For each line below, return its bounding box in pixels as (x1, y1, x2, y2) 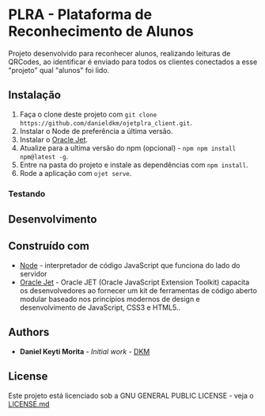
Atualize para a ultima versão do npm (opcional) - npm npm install (19, 143, 237, 152)
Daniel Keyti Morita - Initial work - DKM (19, 346, 150, 356)
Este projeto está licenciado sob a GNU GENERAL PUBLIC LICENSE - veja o (8, 391, 255, 400)
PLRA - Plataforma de (8, 6, 153, 24)
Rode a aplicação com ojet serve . (19, 168, 132, 177)
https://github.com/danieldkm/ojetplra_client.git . (19, 117, 192, 128)
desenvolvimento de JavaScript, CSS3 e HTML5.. (19, 303, 181, 312)
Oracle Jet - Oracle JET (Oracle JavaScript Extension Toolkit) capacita (19, 277, 250, 287)
